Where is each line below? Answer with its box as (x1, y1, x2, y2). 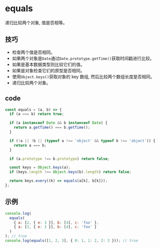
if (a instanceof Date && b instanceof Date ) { (9, 121, 108, 125)
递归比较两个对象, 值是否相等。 (5, 20, 67, 25)
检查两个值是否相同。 (12, 49, 55, 55)
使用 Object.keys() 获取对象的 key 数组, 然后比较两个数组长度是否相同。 (12, 74, 155, 80)
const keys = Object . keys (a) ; (9, 165, 71, 170)
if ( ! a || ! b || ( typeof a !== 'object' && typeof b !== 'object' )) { (9, 138, 156, 143)
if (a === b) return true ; (9, 112, 64, 117)
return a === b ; (14, 143, 47, 148)
